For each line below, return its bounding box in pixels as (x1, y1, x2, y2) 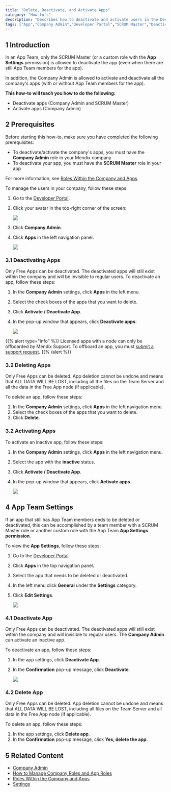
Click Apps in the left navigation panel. (12, 234, 94, 240)
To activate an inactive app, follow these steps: (5, 439, 104, 445)
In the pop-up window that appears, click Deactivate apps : (12, 318, 137, 325)
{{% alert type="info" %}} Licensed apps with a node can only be (5, 338, 142, 344)
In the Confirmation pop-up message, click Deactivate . (12, 666, 130, 673)
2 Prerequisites (5, 120, 55, 129)
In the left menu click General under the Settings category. (12, 582, 137, 588)
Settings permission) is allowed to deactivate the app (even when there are (5, 60, 163, 66)
